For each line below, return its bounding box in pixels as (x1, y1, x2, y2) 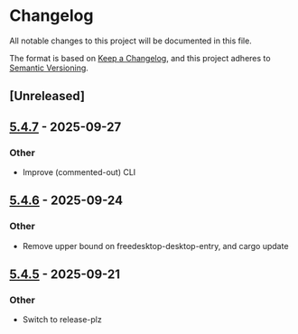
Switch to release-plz (22, 314, 102, 325)
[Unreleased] (9, 88, 86, 104)
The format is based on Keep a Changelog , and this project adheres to (9, 52, 271, 63)
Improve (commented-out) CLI (22, 167, 136, 178)
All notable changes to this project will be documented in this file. (9, 35, 253, 46)
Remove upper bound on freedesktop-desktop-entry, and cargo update (22, 240, 289, 251)
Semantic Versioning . (9, 62, 88, 73)
